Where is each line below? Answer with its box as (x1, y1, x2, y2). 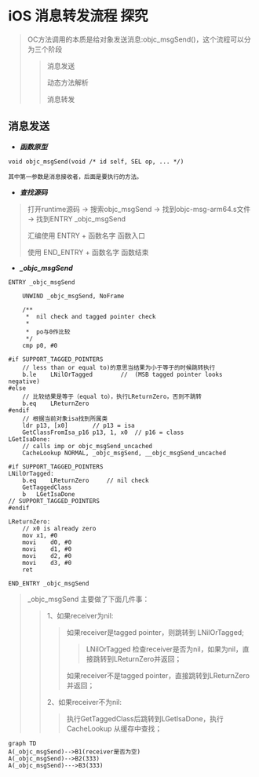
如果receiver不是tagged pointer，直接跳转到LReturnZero (66, 670, 250, 680)
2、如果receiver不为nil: (46, 697, 122, 706)
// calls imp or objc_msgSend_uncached (22, 442, 153, 450)
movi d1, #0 (22, 545, 72, 553)
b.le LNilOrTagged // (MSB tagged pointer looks (22, 370, 223, 378)
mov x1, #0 (22, 531, 58, 539)
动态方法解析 (46, 78, 89, 87)
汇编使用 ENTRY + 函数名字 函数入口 (27, 231, 145, 240)
